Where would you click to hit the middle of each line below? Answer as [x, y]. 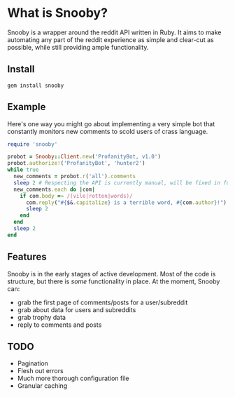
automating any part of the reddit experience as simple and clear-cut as [111, 39]
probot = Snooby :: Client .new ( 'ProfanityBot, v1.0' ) [84, 157]
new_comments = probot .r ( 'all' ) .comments [75, 177]
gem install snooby [36, 86]
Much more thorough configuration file [73, 378]
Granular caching [42, 386]
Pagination [33, 363]
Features [27, 257]
